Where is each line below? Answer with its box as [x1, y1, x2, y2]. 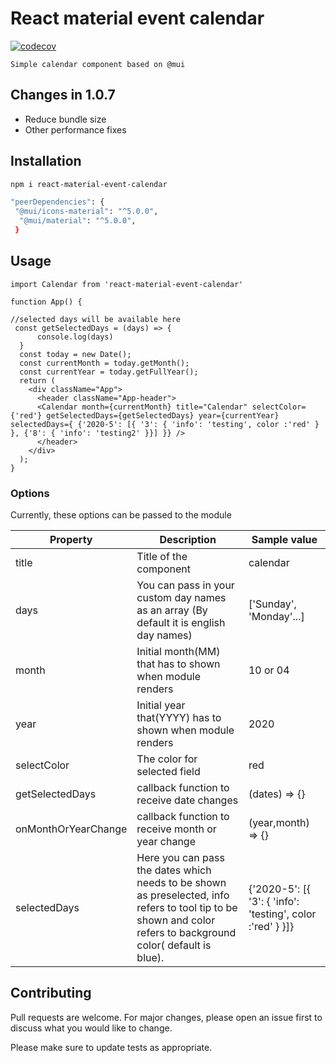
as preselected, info [136, 888, 230, 902]
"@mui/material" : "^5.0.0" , [19, 216, 137, 226]
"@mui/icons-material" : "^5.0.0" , [14, 207, 159, 217]
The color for [136, 752, 198, 766]
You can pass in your [136, 578, 235, 592]
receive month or [136, 822, 217, 836]
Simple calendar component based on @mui [10, 59, 186, 69]
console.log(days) [36, 332, 114, 342]
